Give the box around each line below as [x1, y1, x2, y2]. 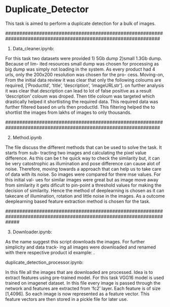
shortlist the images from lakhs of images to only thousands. [5, 109, 132, 115]
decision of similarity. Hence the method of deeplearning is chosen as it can [5, 187, 164, 194]
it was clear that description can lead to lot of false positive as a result [5, 87, 152, 94]
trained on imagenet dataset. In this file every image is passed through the [5, 280, 161, 286]
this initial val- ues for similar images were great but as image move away [5, 176, 159, 182]
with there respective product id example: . [5, 249, 95, 255]
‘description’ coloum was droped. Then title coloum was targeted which [5, 93, 155, 99]
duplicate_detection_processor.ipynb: [5, 259, 84, 265]
